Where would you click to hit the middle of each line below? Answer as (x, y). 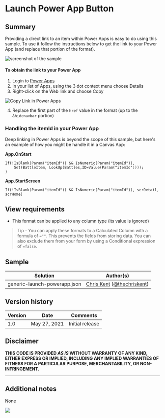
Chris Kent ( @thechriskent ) (117, 284)
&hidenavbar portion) (33, 116)
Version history (29, 301)
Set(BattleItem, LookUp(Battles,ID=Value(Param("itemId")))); (79, 167)
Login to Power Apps (33, 81)
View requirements (35, 209)
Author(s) (117, 276)
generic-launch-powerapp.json (44, 284)
